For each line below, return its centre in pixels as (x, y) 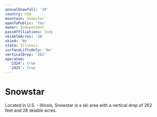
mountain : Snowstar (25, 18)
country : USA (18, 14)
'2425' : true (23, 68)
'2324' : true (23, 63)
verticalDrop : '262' (26, 54)
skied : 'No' (17, 41)
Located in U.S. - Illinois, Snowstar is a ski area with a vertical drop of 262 (79, 105)
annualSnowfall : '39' (27, 9)
